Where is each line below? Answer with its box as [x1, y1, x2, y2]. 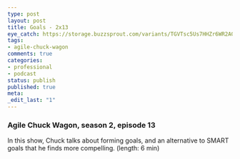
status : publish [7, 76, 56, 84]
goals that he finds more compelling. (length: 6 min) [7, 144, 160, 153]
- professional [7, 63, 53, 71]
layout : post [7, 17, 46, 24]
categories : [7, 57, 43, 64]
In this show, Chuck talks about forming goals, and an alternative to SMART [7, 136, 229, 145]
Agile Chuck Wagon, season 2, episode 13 [7, 120, 156, 130]
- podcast [7, 70, 37, 77]
